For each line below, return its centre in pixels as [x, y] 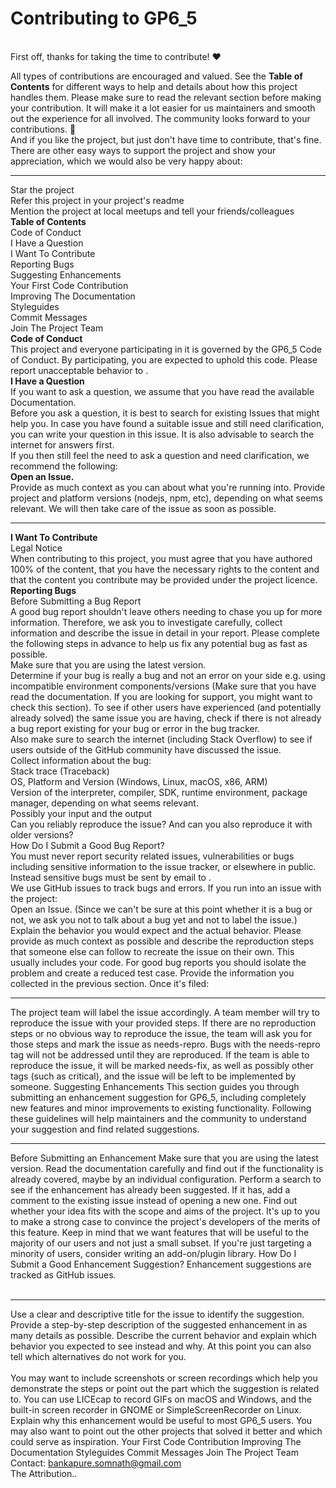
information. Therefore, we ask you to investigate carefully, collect [146, 622]
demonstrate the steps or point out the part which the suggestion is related [165, 1388]
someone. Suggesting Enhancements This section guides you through [155, 1086]
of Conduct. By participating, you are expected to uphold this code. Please [164, 359]
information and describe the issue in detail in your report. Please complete [165, 633]
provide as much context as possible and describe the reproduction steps [162, 941]
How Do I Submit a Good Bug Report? [87, 845]
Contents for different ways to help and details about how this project [154, 86]
